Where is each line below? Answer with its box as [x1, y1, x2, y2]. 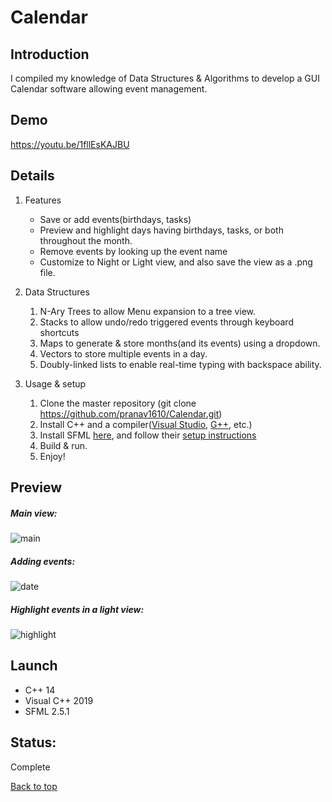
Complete [10, 761, 51, 773]
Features [24, 194, 62, 206]
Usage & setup [24, 377, 87, 390]
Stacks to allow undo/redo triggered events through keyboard [39, 316, 294, 328]
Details [10, 167, 55, 185]
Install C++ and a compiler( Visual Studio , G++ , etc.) [39, 418, 253, 430]
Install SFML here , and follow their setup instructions [39, 429, 257, 441]
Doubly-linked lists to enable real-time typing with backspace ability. [39, 358, 322, 370]
